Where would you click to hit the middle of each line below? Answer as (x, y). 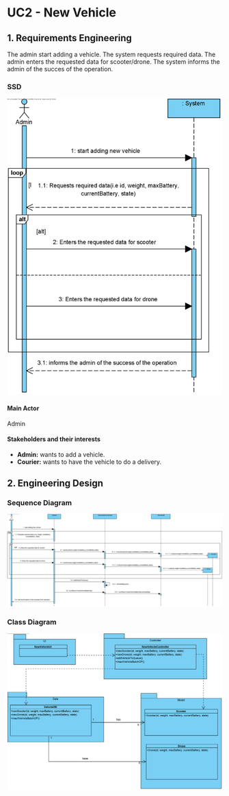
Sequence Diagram (40, 503)
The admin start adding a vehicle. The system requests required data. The (111, 54)
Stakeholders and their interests (54, 439)
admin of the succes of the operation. (60, 69)
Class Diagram (32, 622)
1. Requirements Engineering (69, 38)
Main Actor (23, 408)
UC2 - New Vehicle (62, 13)
